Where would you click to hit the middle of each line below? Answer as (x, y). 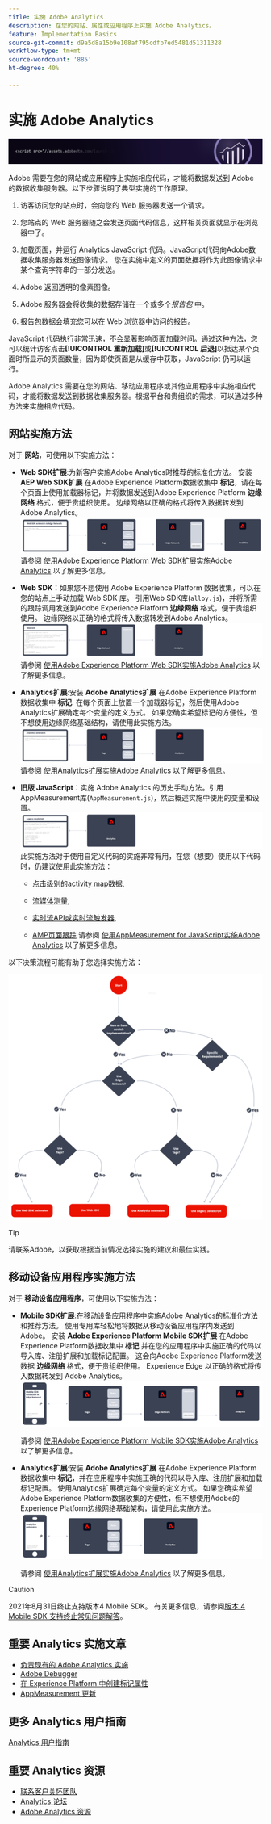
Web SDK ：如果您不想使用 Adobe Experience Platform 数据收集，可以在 (140, 587)
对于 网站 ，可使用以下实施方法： (63, 455)
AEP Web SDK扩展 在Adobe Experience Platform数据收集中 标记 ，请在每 (141, 482)
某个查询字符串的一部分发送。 (69, 270)
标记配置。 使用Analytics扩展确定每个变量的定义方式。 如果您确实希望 (136, 1488)
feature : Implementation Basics (63, 34)
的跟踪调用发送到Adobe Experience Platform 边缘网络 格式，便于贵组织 (138, 608)
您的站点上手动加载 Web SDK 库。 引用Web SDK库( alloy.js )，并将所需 (139, 598)
